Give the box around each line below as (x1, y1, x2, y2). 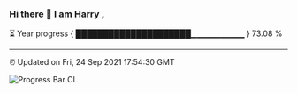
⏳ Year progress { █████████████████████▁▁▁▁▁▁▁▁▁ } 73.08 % (9, 28, 283, 39)
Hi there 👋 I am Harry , (9, 8, 105, 20)
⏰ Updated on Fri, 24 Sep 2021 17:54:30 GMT (9, 57, 175, 68)
